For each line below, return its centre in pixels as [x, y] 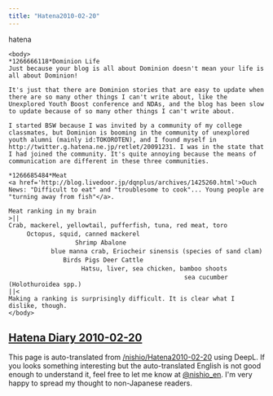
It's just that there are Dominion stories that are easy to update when [136, 90]
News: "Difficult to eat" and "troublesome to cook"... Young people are [136, 189]
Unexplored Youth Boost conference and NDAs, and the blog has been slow [136, 104]
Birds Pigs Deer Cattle [103, 260]
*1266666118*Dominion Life [54, 61]
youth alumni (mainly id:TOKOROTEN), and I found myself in [113, 139]
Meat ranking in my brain [52, 211]
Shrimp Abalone [101, 242]
